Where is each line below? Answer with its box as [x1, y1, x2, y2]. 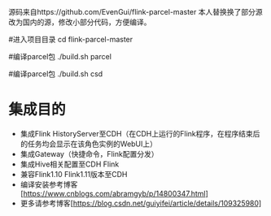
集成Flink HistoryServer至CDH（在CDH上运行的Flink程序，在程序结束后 [20, 128, 260, 138]
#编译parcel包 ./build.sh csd [8, 69, 103, 79]
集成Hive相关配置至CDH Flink [20, 159, 120, 169]
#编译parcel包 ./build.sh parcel [8, 52, 112, 61]
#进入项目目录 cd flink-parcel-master [8, 35, 133, 44]
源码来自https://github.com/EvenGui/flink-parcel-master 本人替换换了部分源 [8, 7, 263, 16]
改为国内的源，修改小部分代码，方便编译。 [8, 17, 151, 27]
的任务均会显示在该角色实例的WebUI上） [20, 139, 157, 149]
